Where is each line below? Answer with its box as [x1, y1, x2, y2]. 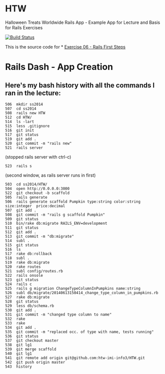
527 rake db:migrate [5, 295, 50, 300]
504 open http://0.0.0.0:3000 [5, 186, 70, 191]
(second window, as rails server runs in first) [5, 172, 96, 178]
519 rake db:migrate [5, 260, 50, 265]
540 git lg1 [5, 351, 32, 356]
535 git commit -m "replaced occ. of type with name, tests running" [5, 329, 154, 334]
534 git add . [5, 325, 37, 330]
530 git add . [5, 308, 37, 312]
